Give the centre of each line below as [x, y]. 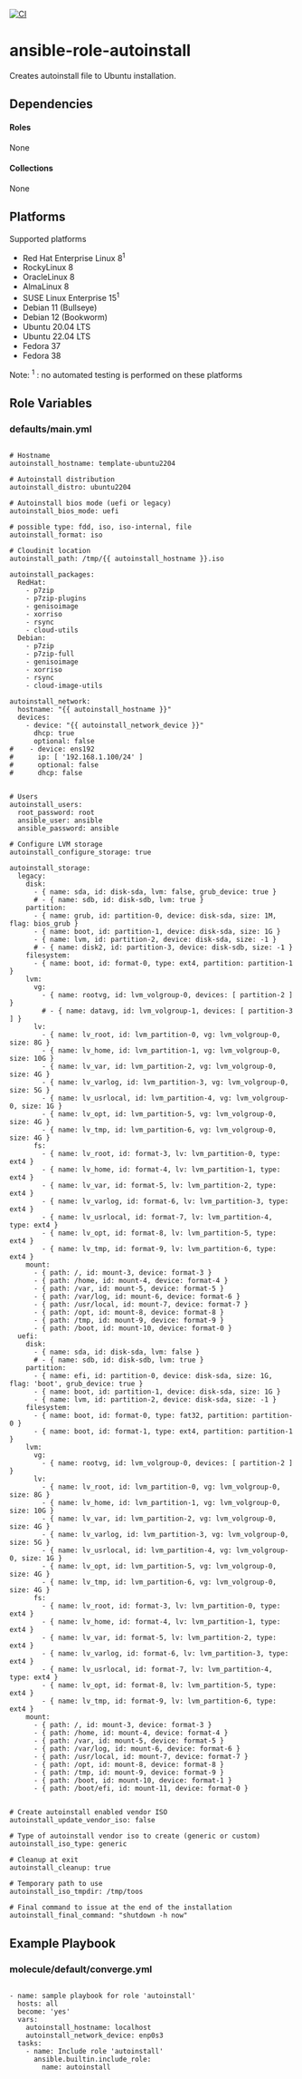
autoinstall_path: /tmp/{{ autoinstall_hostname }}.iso [117, 559]
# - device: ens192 [52, 749]
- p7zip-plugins [57, 598]
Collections [32, 169]
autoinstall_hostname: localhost [89, 2027]
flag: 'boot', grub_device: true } [76, 1384]
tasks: [30, 2043]
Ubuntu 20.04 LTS [57, 326]
